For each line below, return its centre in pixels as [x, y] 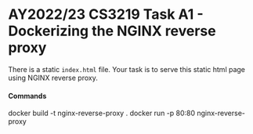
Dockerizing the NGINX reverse [112, 31]
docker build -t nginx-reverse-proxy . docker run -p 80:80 [102, 113]
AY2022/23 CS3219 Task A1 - [106, 14]
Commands [27, 96]
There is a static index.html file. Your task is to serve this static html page [127, 69]
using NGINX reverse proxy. [53, 78]
